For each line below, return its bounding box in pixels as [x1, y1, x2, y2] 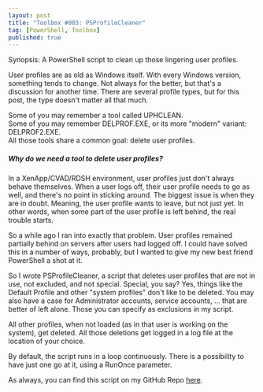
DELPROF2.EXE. [8, 128, 61, 137]
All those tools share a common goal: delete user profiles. [8, 135, 195, 146]
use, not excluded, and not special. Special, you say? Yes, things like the [8, 279, 243, 289]
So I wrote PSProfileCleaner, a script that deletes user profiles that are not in [8, 271, 256, 280]
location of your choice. [8, 336, 85, 346]
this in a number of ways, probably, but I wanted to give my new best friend [8, 247, 254, 257]
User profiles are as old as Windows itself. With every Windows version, [8, 70, 242, 80]
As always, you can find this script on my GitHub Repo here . [8, 375, 203, 385]
